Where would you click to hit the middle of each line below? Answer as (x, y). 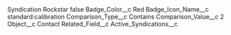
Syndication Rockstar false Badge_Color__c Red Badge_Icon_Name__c (108, 9)
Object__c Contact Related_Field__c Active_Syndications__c (92, 24)
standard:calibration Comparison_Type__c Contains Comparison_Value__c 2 (116, 16)
